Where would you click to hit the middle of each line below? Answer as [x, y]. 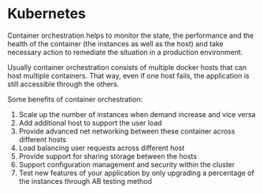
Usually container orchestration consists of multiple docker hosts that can [127, 67]
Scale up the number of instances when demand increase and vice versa [137, 114]
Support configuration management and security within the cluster [127, 164]
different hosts [43, 139]
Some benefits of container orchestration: [75, 99]
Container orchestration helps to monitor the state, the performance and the [131, 35]
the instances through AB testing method [85, 181]
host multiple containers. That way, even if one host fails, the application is [128, 75]
